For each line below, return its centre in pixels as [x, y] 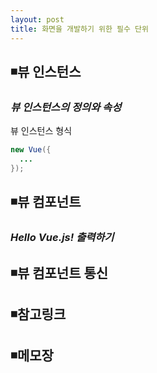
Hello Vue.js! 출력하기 [62, 238]
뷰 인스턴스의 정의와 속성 [66, 107]
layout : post [37, 19]
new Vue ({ [31, 150]
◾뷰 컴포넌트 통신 [59, 272]
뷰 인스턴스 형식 [41, 131]
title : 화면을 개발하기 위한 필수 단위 [79, 29]
